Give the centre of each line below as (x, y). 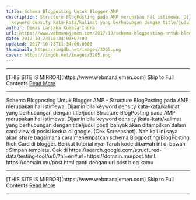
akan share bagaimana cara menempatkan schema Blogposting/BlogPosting (98, 137)
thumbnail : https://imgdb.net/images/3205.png (64, 50)
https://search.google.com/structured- (116, 150)
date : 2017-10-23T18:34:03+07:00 (47, 39)
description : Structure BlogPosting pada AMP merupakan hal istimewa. (94, 17)
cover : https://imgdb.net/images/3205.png (58, 55)
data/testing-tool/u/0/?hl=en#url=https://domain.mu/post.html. (81, 156)
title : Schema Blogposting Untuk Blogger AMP (62, 11)
